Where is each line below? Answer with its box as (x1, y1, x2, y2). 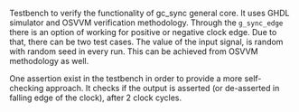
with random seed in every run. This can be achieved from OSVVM (9, 46, 259, 57)
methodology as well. (9, 56, 89, 66)
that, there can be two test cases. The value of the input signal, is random (9, 36, 284, 47)
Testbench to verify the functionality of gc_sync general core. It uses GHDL (9, 8, 290, 18)
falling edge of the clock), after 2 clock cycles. (9, 92, 182, 103)
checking (9, 83, 44, 93)
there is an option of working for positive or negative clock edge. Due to (9, 27, 277, 37)
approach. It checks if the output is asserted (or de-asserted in (45, 83, 280, 93)
